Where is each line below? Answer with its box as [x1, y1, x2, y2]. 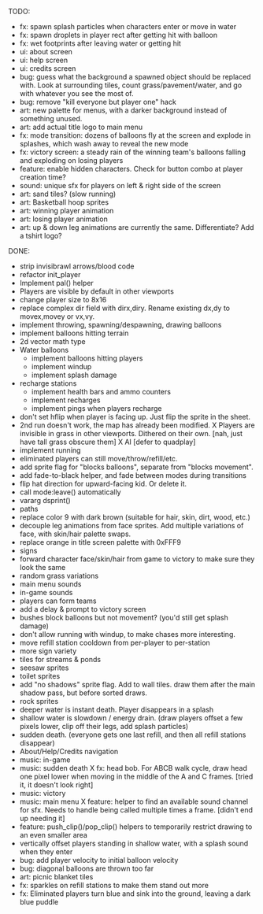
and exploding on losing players [19, 156, 124, 165]
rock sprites [19, 697, 59, 705]
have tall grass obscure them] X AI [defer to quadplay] [19, 437, 196, 446]
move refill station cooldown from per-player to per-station [19, 638, 210, 647]
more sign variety [19, 646, 77, 656]
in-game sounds [19, 588, 73, 597]
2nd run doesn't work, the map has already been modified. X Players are [19, 420, 255, 430]
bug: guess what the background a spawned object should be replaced [19, 72, 251, 81]
